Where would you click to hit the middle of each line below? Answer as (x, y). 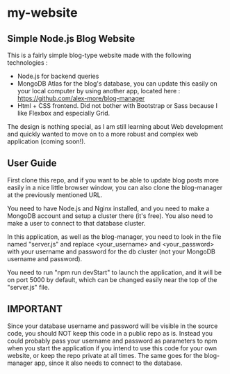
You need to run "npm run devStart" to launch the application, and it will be (115, 272)
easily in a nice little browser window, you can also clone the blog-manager (115, 187)
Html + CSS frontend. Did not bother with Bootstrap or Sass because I (117, 106)
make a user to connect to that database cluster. (76, 223)
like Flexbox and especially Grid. (64, 113)
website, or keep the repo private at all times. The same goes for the (105, 355)
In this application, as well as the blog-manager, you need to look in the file (114, 236)
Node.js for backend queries (58, 76)
